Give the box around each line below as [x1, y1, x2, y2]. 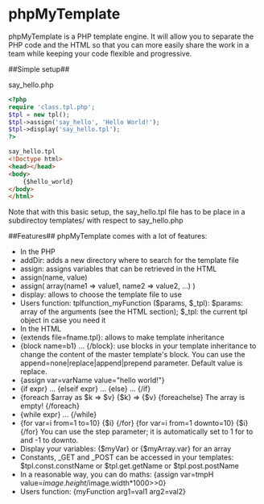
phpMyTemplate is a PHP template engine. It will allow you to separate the [8, 31, 254, 41]
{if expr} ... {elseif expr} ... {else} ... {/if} [19, 384, 151, 394]
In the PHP [19, 247, 56, 256]
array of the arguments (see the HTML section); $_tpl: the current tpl [19, 307, 248, 317]
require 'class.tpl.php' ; [8, 102, 95, 111]
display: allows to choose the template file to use [19, 289, 183, 299]
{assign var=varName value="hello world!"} [19, 376, 165, 385]
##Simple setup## [8, 64, 70, 73]
